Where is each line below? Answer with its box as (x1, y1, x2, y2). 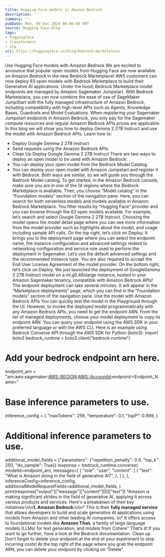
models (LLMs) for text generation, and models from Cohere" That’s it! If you (5, 525, 160, 531)
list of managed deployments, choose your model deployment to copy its (12, 314, 161, 320)
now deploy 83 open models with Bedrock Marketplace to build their (5, 78, 144, 84)
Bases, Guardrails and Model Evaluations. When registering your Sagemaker (5, 109, 160, 115)
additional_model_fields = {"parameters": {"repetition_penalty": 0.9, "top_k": (5, 457, 160, 463)
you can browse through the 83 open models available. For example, (12, 208, 152, 214)
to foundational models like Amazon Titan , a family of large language (5, 520, 146, 526)
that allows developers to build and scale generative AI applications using (5, 509, 154, 515)
